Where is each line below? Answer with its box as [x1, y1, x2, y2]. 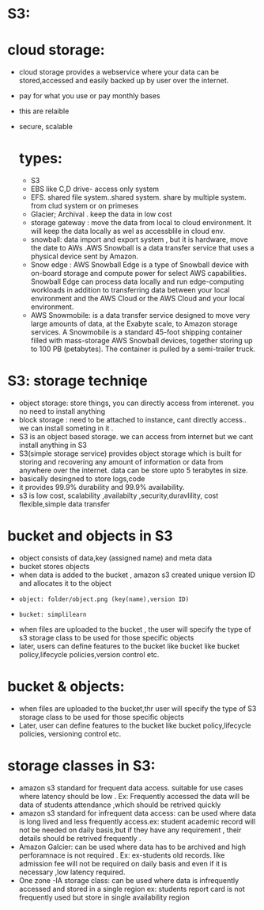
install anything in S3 [18, 441, 88, 449]
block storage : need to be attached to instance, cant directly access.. [18, 415, 247, 424]
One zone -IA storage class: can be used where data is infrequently [18, 875, 239, 885]
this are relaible [18, 106, 70, 116]
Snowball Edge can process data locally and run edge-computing [30, 277, 244, 286]
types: [18, 150, 62, 167]
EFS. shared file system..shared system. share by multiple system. [30, 193, 247, 202]
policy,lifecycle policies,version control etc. [18, 649, 160, 659]
